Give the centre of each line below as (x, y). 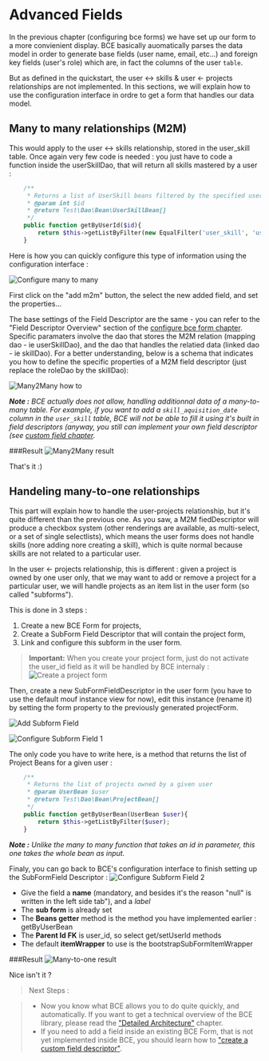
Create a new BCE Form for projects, (81, 625)
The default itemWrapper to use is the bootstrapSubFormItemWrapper (137, 943)
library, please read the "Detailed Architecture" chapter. (132, 1023)
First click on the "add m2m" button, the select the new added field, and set (134, 295)
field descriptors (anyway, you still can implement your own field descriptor (133, 427)
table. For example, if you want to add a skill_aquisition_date (133, 409)
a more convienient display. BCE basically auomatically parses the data (126, 45)
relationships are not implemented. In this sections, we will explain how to (130, 86)
